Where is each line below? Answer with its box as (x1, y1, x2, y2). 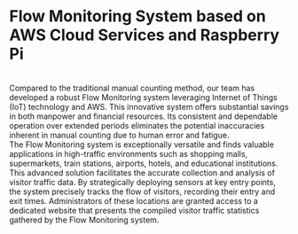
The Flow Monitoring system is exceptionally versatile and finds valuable (9, 139, 275, 150)
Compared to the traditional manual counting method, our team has (9, 82, 255, 93)
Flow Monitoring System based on (9, 6, 266, 27)
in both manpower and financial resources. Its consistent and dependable (9, 111, 278, 121)
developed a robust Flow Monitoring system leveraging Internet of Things (9, 91, 278, 103)
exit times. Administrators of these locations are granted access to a (9, 195, 259, 206)
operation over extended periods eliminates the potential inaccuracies (9, 120, 265, 130)
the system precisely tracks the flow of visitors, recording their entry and (9, 186, 276, 197)
